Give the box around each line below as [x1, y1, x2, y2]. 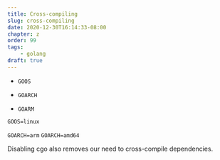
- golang [20, 51, 46, 58]
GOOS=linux [7, 118, 40, 125]
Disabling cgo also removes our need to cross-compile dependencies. [7, 144, 214, 153]
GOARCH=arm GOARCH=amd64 [7, 131, 80, 139]
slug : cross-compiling [7, 17, 75, 24]
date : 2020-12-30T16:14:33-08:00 [7, 24, 107, 31]
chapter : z [7, 30, 40, 38]
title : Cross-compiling [7, 10, 78, 18]
